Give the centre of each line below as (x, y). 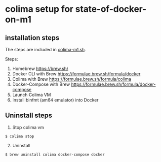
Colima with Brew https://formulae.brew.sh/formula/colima (72, 79)
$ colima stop (20, 136)
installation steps (32, 38)
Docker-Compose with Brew (41, 84)
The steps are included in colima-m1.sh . (46, 49)
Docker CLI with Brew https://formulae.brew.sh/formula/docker (76, 74)
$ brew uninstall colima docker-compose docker (55, 154)
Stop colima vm (28, 127)
